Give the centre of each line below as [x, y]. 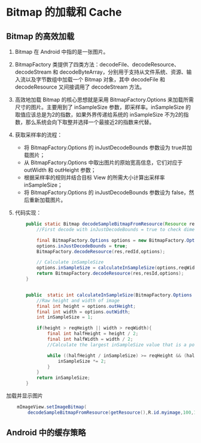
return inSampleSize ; [64, 378]
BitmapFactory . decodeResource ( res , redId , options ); [101, 251]
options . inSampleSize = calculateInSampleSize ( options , [108, 268]
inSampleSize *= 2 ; [82, 361]
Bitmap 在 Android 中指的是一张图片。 [62, 52]
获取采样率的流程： [39, 135]
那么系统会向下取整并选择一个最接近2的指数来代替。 [90, 122]
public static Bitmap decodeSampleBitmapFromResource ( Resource [106, 224]
